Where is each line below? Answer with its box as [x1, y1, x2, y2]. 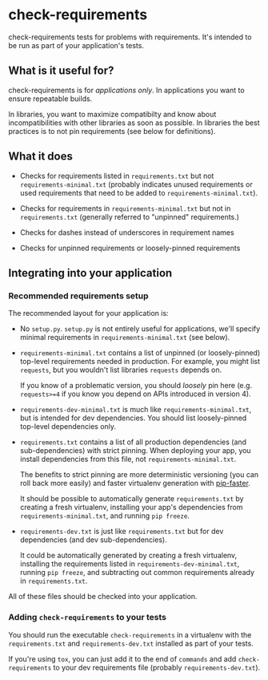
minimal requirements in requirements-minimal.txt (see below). [19, 333, 230, 342]
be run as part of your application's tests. [8, 40, 144, 50]
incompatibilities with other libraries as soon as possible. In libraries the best [8, 118, 260, 127]
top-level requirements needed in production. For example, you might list [19, 357, 261, 366]
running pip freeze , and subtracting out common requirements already [19, 568, 254, 577]
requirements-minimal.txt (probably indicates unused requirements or [19, 179, 254, 189]
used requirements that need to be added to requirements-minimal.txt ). [19, 188, 258, 197]
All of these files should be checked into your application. [8, 592, 198, 601]
